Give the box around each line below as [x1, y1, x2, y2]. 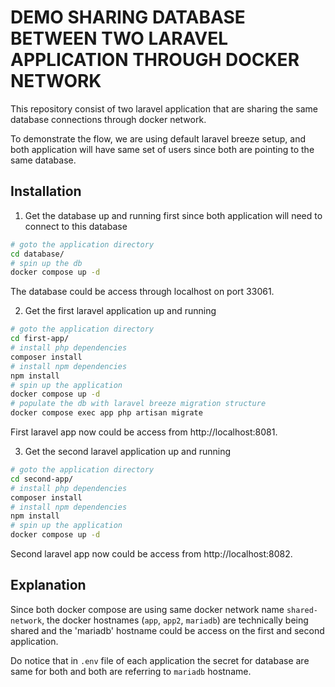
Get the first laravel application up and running [24, 305, 217, 317]
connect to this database [24, 220, 128, 232]
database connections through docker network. [10, 113, 207, 125]
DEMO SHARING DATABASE [10, 6, 246, 29]
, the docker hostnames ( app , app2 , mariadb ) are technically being [41, 614, 309, 626]
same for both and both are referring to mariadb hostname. [10, 665, 252, 677]
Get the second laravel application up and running [24, 446, 231, 457]
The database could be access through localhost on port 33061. [10, 286, 275, 298]
